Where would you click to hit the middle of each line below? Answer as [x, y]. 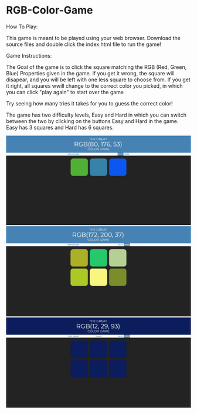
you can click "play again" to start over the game [65, 92]
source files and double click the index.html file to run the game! [84, 44]
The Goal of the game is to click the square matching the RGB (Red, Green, [96, 67]
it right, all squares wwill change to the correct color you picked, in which [94, 85]
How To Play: [22, 27]
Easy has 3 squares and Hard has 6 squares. [60, 127]
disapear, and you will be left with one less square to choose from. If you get [98, 80]
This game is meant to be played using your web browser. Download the [93, 38]
